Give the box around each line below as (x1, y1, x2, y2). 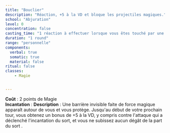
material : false (10, 59, 44, 64)
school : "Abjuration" (5, 17, 51, 22)
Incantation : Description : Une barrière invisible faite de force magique (5, 101, 155, 107)
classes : (5, 69, 24, 74)
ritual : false (5, 64, 35, 69)
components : (5, 45, 30, 50)
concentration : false (5, 26, 51, 31)
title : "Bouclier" (5, 7, 44, 13)
